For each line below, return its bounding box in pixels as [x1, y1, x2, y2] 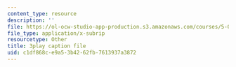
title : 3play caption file [7, 43, 86, 50]
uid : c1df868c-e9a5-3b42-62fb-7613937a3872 [7, 50, 137, 57]
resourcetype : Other [7, 36, 68, 43]
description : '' [7, 17, 55, 24]
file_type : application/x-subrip [7, 29, 105, 37]
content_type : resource [7, 10, 77, 17]
